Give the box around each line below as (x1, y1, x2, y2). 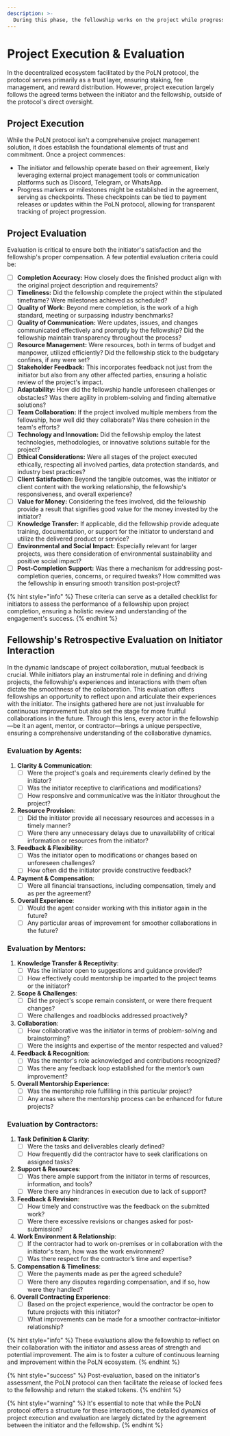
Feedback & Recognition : (16, 1049, 90, 1057)
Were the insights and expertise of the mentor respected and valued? (27, 1041, 223, 1050)
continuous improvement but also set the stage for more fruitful (7, 707, 186, 715)
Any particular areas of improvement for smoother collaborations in (27, 919, 217, 927)
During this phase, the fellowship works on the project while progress (13, 16, 225, 23)
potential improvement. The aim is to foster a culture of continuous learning (7, 1350, 220, 1358)
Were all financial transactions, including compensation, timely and (27, 881, 216, 889)
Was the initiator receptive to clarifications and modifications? (27, 784, 202, 792)
